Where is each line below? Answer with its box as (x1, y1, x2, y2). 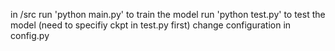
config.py (10, 30, 50, 41)
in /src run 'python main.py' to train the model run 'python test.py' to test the (10, 9, 326, 20)
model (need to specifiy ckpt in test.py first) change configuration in (10, 19, 292, 31)
